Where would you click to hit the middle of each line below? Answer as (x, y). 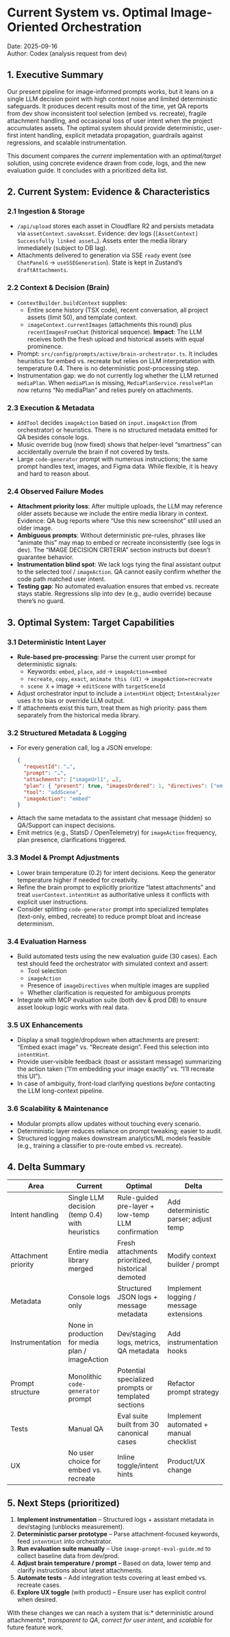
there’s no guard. (41, 601)
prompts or (135, 1388)
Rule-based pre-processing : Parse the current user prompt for (106, 657)
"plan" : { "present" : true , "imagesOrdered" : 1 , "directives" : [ (119, 786)
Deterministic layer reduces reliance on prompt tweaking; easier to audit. (119, 1131)
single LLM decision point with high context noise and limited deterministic (112, 99)
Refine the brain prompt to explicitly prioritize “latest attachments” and (116, 887)
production (86, 1334)
